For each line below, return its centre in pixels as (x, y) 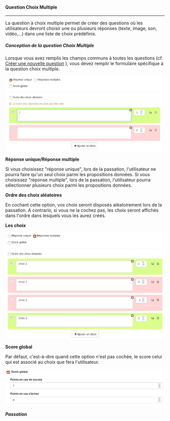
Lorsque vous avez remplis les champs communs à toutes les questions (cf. (84, 58)
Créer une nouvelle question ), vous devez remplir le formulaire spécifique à (84, 64)
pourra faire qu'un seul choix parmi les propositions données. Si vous (78, 175)
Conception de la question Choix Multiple (50, 45)
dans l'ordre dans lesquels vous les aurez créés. (56, 216)
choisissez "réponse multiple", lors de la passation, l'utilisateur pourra (78, 180)
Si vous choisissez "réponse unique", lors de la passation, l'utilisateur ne (81, 169)
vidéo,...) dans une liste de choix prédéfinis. (51, 34)
